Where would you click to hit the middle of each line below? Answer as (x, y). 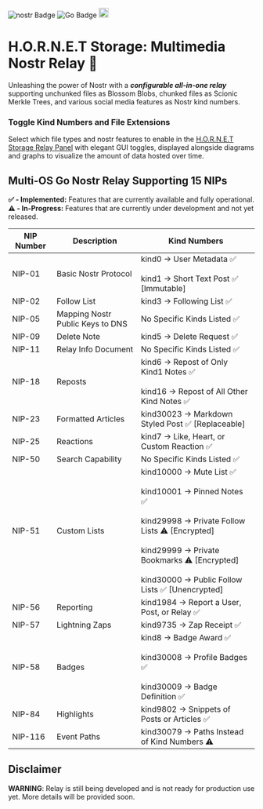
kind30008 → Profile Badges (194, 658)
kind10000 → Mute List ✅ (188, 472)
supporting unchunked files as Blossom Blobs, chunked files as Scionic (123, 93)
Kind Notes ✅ (166, 402)
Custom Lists (81, 531)
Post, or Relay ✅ (171, 612)
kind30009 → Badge (179, 687)
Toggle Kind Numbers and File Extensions (89, 122)
